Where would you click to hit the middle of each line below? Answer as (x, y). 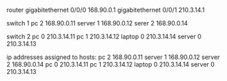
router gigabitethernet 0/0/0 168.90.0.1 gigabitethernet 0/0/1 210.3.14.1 (106, 10)
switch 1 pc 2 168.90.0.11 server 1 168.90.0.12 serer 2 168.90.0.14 (97, 23)
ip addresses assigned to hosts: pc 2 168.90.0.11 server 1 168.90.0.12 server (113, 57)
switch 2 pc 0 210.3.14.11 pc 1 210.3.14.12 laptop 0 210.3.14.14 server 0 (104, 36)
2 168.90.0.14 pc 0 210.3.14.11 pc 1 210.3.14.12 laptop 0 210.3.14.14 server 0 (111, 64)
